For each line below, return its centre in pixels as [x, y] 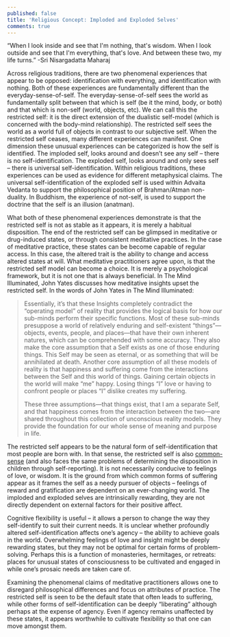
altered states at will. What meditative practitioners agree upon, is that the [111, 262]
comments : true [29, 26]
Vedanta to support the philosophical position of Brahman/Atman [99, 190]
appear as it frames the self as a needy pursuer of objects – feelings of [107, 483]
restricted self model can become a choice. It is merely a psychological [107, 268]
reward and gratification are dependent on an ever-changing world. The [108, 490]
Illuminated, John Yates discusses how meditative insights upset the [103, 283]
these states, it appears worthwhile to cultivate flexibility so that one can [109, 619]
